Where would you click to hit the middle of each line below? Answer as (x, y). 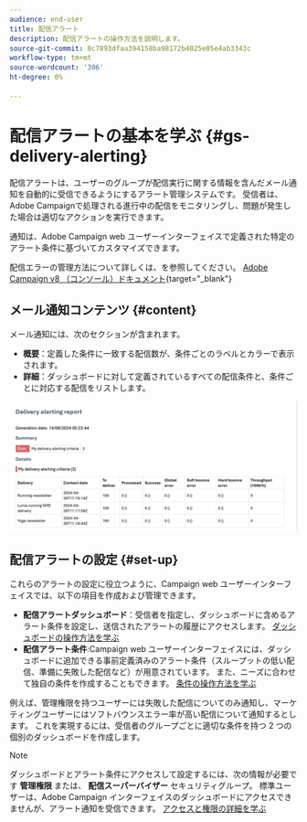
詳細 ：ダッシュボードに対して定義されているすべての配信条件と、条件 (154, 376)
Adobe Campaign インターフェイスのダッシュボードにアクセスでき (166, 796)
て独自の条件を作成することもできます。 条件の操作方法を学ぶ (139, 683)
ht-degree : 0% (37, 78)
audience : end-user (47, 19)
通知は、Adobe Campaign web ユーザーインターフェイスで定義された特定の (152, 236)
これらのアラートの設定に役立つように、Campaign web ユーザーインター (147, 583)
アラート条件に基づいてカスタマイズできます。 (97, 248)
